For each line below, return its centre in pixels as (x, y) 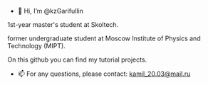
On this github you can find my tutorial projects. (77, 59)
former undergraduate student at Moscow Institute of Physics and (104, 38)
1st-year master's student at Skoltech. (63, 24)
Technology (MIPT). (36, 46)
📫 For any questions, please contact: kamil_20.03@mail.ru (104, 74)
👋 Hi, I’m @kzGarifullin (50, 11)
